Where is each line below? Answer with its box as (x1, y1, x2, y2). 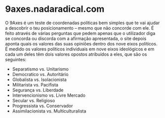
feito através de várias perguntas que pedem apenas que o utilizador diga (5, 30, 156, 36)
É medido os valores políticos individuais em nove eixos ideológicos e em (5, 46, 155, 52)
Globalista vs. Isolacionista (12, 77, 67, 82)
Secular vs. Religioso (12, 97, 55, 103)
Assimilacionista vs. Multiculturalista (12, 108, 86, 114)
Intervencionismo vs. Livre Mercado (12, 92, 85, 98)
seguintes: (5, 56, 27, 62)
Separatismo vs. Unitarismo (12, 66, 69, 72)
